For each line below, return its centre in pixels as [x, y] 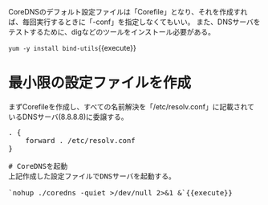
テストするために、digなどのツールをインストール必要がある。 [112, 32]
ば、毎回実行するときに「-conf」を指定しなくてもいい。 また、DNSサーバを [134, 22]
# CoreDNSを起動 [38, 166]
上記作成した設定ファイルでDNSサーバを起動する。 [92, 176]
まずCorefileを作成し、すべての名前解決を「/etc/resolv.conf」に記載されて [132, 106]
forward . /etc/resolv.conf [80, 140]
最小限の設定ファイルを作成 [100, 83]
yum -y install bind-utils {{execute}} [72, 48]
